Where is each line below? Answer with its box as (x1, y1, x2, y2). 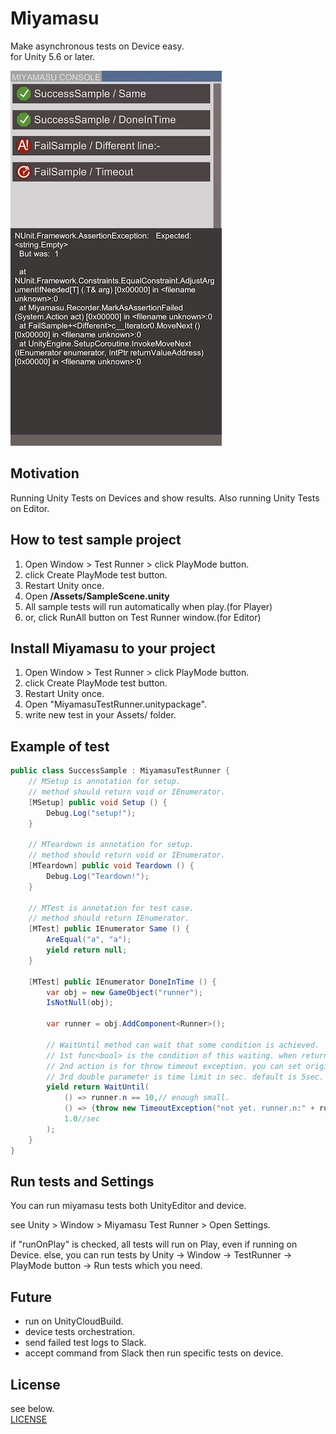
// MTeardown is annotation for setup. (28, 840, 195, 850)
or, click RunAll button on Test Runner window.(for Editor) (24, 611, 262, 623)
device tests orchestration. (24, 1326, 136, 1338)
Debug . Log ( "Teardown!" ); (46, 871, 150, 881)
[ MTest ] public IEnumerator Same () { (28, 924, 190, 934)
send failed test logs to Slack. (24, 1337, 147, 1349)
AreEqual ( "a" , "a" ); (46, 935, 132, 945)
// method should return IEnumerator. (28, 913, 190, 924)
